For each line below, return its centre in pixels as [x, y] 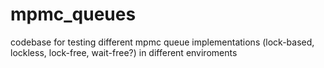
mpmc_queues [73, 14]
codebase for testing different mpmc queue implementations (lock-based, [162, 42]
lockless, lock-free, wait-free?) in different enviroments [124, 52]
